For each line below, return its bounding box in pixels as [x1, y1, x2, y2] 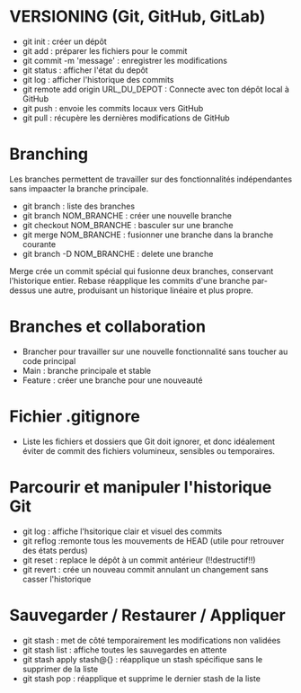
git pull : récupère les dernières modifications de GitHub [22, 112, 231, 123]
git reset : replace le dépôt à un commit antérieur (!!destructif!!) [22, 555, 256, 565]
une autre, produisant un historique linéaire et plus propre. [38, 285, 253, 296]
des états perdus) [22, 545, 88, 555]
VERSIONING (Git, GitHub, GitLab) [9, 6, 266, 27]
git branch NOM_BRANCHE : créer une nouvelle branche [22, 209, 232, 221]
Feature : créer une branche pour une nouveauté [22, 375, 203, 386]
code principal [22, 355, 76, 366]
